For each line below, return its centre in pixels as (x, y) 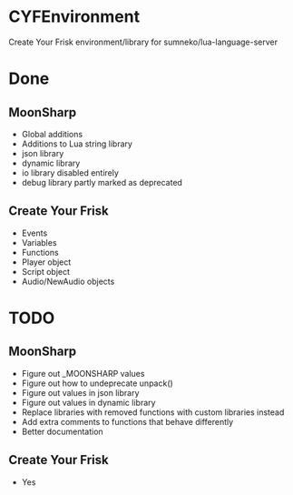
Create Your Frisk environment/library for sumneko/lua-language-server (143, 42)
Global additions (52, 134)
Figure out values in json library (80, 392)
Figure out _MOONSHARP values (83, 373)
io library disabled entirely (70, 172)
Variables (39, 242)
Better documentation (62, 431)
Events (34, 233)
